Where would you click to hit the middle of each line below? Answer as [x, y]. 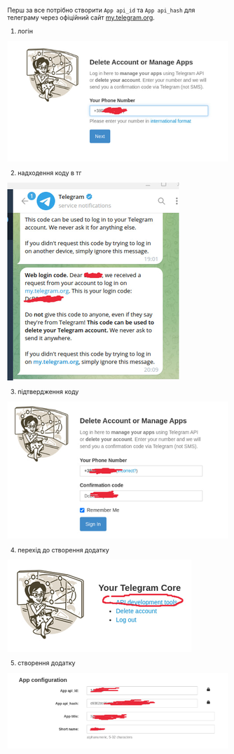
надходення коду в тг [49, 173]
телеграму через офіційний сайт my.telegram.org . [81, 18]
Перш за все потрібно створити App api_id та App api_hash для [101, 10]
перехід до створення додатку [63, 550]
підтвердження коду [48, 391]
